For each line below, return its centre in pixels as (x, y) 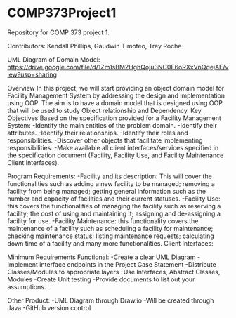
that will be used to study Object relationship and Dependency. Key (104, 110)
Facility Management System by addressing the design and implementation (116, 95)
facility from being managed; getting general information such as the (106, 191)
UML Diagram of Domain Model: (54, 59)
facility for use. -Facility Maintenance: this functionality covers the (103, 221)
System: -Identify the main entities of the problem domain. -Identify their (112, 125)
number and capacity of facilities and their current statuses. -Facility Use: (114, 199)
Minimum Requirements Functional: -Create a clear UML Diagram (101, 257)
